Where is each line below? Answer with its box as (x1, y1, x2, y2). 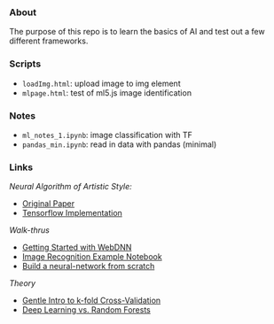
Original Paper (21, 198, 75, 209)
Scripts (9, 58, 42, 70)
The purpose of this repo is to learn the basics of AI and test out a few (9, 27, 265, 37)
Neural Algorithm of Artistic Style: (9, 181, 133, 192)
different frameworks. (9, 35, 89, 46)
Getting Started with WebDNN (21, 242, 132, 253)
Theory (9, 278, 36, 289)
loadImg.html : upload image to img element (21, 78, 181, 89)
